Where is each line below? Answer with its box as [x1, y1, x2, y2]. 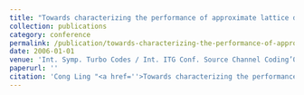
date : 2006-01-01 [9, 47, 75, 56]
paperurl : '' [9, 64, 59, 73]
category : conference [9, 30, 91, 39]
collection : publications [9, 22, 107, 31]
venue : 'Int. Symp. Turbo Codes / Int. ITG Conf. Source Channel [9, 55, 261, 64]
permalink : [9, 38, 51, 48]
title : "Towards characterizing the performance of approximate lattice [9, 13, 290, 23]
